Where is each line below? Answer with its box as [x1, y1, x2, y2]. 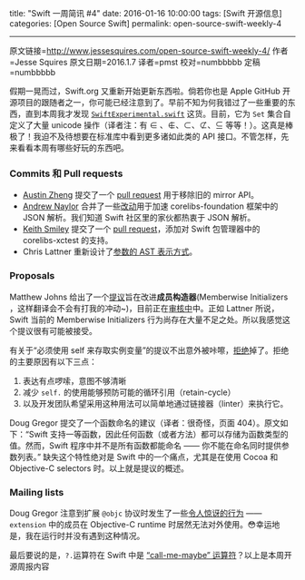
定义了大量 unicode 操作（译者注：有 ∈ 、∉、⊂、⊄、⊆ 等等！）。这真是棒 [9, 120, 293, 130]
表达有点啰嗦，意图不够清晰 [22, 375, 127, 386]
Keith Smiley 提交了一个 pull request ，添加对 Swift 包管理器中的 [22, 223, 261, 234]
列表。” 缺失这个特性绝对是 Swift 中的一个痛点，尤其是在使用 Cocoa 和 [16, 451, 279, 462]
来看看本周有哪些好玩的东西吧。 [9, 143, 129, 152]
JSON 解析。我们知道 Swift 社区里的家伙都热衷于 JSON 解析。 [22, 212, 256, 223]
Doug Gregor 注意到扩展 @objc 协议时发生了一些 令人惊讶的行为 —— [9, 507, 262, 518]
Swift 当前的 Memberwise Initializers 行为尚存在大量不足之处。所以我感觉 [9, 314, 283, 325]
